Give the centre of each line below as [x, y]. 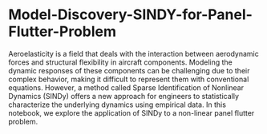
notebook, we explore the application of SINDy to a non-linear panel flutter [131, 112]
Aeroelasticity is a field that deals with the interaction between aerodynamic [133, 53]
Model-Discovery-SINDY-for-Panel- [130, 15]
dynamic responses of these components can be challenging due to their [129, 70]
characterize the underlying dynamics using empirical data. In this [117, 104]
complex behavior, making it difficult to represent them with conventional [129, 79]
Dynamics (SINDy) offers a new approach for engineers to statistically [123, 96]
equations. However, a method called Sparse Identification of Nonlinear [126, 87]
